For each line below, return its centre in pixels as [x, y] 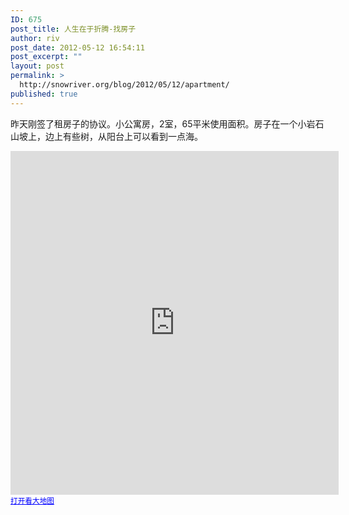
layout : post [37, 66]
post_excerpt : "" [46, 57]
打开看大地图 [32, 501]
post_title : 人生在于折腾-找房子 [73, 29]
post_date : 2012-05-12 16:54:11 [77, 47]
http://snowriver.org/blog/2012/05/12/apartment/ [124, 85]
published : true [44, 94]
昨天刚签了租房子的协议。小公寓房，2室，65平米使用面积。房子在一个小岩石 [167, 123]
